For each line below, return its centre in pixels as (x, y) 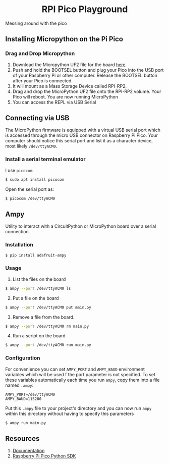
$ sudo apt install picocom (35, 179)
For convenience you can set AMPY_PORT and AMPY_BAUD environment (75, 369)
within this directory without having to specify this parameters (70, 414)
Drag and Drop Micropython (40, 54)
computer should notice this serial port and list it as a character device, (79, 141)
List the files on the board (39, 279)
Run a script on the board (39, 336)
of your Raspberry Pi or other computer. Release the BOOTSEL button (85, 75)
